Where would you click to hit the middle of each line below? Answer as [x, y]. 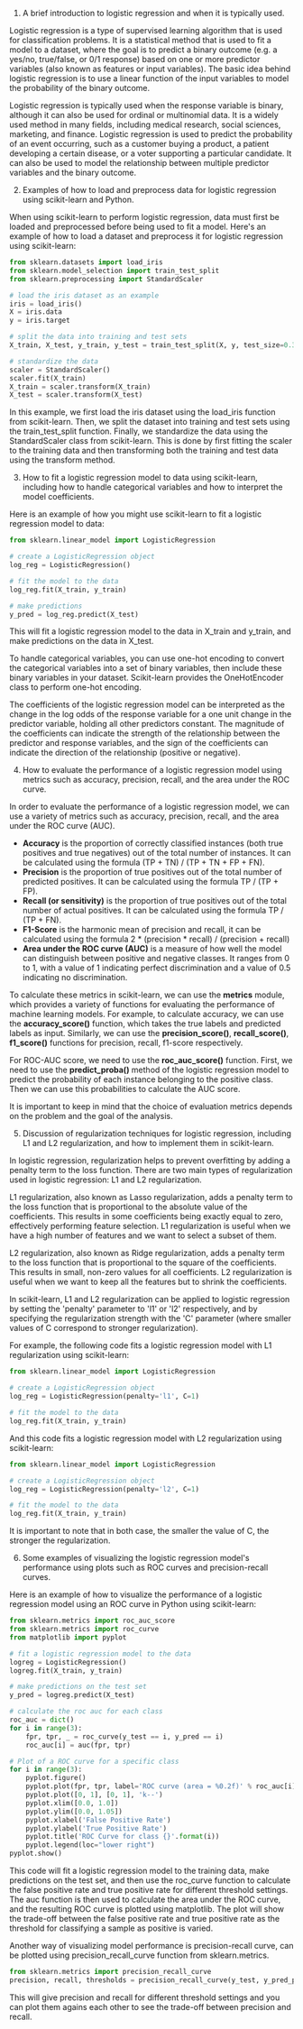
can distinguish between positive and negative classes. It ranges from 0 [156, 959]
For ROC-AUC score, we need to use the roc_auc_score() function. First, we [151, 1060]
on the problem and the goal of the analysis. [91, 1116]
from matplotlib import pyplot [68, 1637]
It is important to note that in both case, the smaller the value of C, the [139, 1531]
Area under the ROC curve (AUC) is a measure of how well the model [152, 949]
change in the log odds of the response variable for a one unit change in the [151, 714]
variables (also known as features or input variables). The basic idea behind [150, 69]
